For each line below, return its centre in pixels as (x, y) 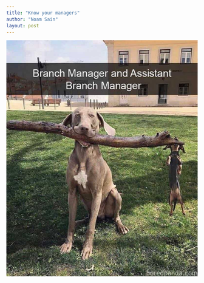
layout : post (23, 26)
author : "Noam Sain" (32, 19)
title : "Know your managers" (43, 13)
